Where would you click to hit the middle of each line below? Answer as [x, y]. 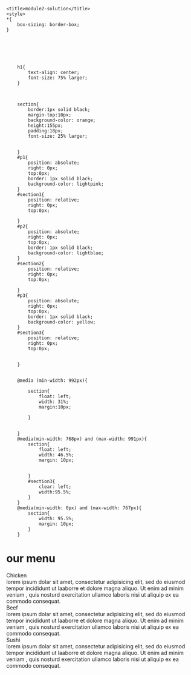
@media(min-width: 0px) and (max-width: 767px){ [79, 508]
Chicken [17, 575]
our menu [31, 559]
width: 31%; [53, 402]
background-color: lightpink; [66, 184]
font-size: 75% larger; [58, 78]
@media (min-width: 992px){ [52, 381]
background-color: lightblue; [66, 253]
